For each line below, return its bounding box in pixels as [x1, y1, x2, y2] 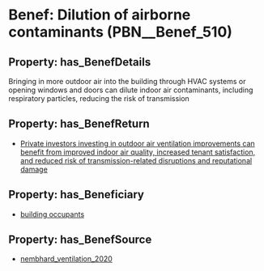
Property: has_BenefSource [8, 233, 152, 247]
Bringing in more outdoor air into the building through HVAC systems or [8, 77, 246, 86]
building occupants [19, 209, 85, 219]
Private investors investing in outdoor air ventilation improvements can [19, 138, 255, 148]
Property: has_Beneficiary [8, 188, 144, 201]
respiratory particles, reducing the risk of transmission [8, 94, 190, 103]
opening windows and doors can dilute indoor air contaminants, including [8, 85, 253, 95]
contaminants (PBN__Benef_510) [8, 23, 233, 41]
